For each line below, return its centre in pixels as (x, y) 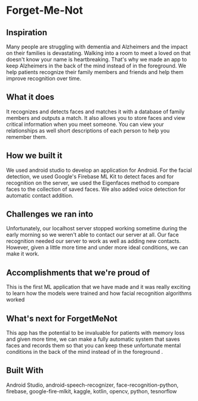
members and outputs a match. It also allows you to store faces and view (96, 118)
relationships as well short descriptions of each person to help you (88, 130)
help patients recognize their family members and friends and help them (95, 72)
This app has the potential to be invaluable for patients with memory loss (95, 333)
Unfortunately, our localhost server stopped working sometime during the (97, 229)
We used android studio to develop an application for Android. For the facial (99, 170)
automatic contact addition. (40, 195)
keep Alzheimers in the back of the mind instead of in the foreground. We (96, 66)
